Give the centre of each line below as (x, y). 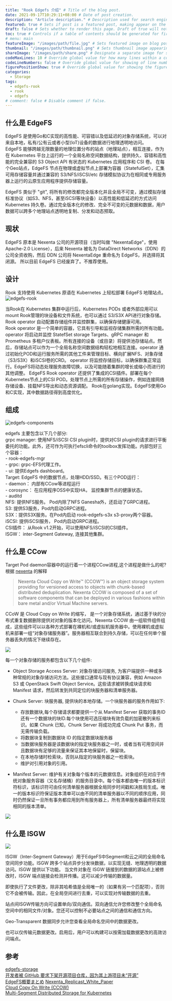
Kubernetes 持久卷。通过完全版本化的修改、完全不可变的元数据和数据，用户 (85, 205)
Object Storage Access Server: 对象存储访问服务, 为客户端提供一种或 (85, 671)
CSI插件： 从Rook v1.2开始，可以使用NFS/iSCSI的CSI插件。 (68, 527)
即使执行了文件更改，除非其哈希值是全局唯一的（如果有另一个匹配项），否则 (85, 887)
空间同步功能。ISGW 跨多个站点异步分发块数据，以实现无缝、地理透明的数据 (86, 863)
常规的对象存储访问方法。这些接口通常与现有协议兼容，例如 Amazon (89, 677)
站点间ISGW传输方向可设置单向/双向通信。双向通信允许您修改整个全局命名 (84, 904)
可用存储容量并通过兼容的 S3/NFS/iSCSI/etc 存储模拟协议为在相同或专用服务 (86, 174)
